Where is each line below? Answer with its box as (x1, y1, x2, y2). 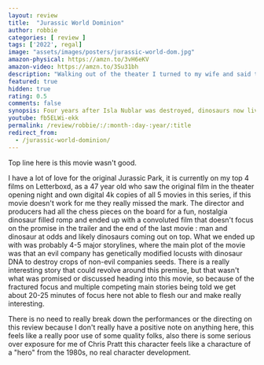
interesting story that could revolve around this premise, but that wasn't (8, 265, 240, 274)
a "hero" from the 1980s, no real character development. (8, 348, 191, 357)
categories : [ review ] (8, 33, 86, 42)
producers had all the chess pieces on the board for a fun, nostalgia (8, 207, 228, 216)
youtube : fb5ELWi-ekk (8, 114, 79, 122)
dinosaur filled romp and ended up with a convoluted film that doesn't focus (8, 214, 254, 225)
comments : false (8, 99, 61, 107)
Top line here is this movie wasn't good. (8, 158, 137, 167)
